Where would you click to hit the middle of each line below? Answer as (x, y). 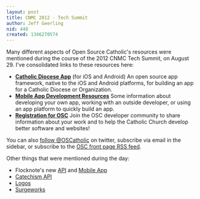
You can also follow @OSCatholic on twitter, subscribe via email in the (94, 140)
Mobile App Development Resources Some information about (93, 96)
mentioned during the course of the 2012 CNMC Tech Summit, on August (98, 58)
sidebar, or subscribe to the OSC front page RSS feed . (74, 147)
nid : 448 (17, 29)
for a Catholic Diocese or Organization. (64, 89)
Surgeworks (30, 190)
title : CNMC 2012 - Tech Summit (47, 18)
